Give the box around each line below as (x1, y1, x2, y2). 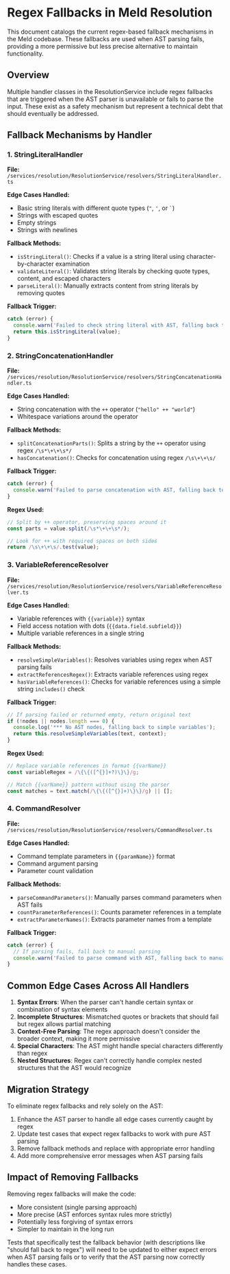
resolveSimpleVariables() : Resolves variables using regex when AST (16, 656, 213, 664)
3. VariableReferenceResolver (7, 560, 109, 570)
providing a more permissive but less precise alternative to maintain (7, 42, 199, 50)
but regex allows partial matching (16, 1020, 112, 1028)
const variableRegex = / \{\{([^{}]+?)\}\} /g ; (7, 769, 139, 776)
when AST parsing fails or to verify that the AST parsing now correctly (7, 1253, 205, 1261)
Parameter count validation (16, 866, 94, 875)
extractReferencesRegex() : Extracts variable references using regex (16, 670, 209, 678)
